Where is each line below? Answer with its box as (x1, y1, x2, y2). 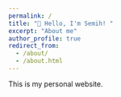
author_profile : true (8, 34, 81, 43)
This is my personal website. (8, 78, 103, 89)
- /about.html (15, 57, 63, 65)
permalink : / (8, 11, 52, 20)
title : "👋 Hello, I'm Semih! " (8, 19, 114, 27)
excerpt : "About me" (8, 27, 78, 35)
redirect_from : (8, 42, 60, 50)
